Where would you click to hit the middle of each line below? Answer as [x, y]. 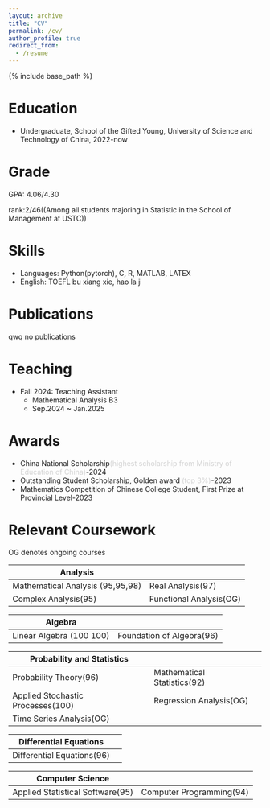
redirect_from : [34, 46]
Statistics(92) [180, 682]
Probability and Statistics [79, 658]
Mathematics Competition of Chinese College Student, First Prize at [132, 489]
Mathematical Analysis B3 [75, 400]
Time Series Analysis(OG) [61, 719]
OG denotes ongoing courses [57, 552]
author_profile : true [45, 38]
